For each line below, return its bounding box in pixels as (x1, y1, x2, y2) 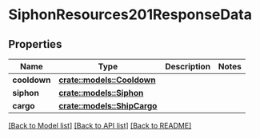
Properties (8, 37, 62, 51)
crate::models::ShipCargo (58, 101, 158, 111)
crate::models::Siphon (58, 88, 144, 98)
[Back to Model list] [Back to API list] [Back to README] (8, 121, 192, 130)
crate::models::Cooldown (58, 74, 156, 85)
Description (165, 61, 210, 72)
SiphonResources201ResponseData (8, 6, 252, 24)
